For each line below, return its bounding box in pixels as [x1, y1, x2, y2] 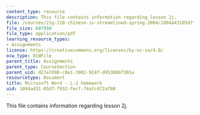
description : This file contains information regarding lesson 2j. [6, 14, 177, 20]
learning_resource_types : [6, 36, 70, 42]
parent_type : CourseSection [6, 63, 76, 70]
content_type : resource [6, 8, 65, 15]
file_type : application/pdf [6, 31, 76, 37]
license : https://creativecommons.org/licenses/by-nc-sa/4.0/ [6, 47, 164, 53]
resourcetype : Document [6, 75, 65, 81]
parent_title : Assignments [6, 58, 73, 64]
